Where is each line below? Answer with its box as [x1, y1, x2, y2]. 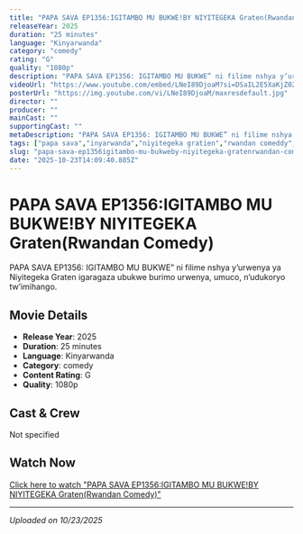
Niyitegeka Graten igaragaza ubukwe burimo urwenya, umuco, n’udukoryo [9, 272, 286, 283]
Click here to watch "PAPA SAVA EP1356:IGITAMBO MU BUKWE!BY [9, 479, 260, 490]
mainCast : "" [9, 113, 59, 122]
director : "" [9, 96, 59, 106]
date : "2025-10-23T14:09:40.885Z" [9, 155, 140, 165]
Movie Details [9, 307, 88, 322]
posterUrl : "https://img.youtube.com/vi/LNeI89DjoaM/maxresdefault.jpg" [9, 88, 289, 97]
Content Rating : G [22, 370, 92, 381]
